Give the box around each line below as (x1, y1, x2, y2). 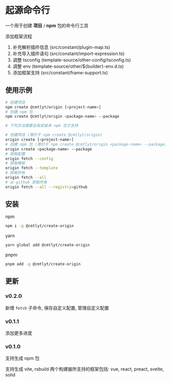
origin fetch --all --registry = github (5, 184, 88, 189)
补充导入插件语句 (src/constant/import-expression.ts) (12, 50, 125, 57)
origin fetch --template (5, 166, 58, 171)
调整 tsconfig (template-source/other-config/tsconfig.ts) (12, 57, 131, 63)
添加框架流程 (5, 33, 32, 39)
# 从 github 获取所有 (5, 179, 47, 185)
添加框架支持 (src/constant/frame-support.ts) (12, 69, 108, 75)
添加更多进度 (5, 330, 32, 336)
